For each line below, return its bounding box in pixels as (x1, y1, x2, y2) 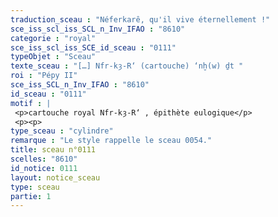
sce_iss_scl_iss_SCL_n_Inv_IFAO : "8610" (10, 24, 186, 34)
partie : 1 (10, 191, 52, 201)
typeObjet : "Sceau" (10, 52, 97, 62)
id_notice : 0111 (10, 163, 78, 173)
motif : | (10, 98, 52, 108)
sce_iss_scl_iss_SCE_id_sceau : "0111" (10, 42, 177, 53)
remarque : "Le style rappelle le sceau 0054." (10, 136, 213, 146)
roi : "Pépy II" (10, 71, 78, 81)
